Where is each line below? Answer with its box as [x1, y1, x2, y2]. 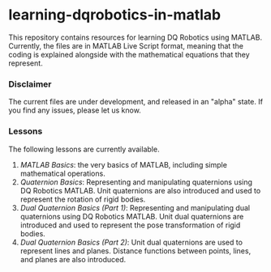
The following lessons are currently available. [8, 144, 160, 154]
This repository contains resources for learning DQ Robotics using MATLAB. [8, 32, 262, 42]
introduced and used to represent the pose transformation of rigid [19, 220, 241, 230]
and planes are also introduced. [19, 254, 127, 264]
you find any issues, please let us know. [8, 105, 142, 115]
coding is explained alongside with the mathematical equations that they [8, 49, 250, 59]
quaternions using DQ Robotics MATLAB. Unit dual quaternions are [19, 211, 244, 221]
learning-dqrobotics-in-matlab [8, 6, 222, 24]
